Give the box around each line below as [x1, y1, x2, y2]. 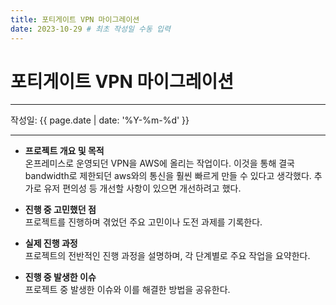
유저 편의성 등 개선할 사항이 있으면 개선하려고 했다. [43, 182, 242, 195]
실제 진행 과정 [24, 237, 78, 250]
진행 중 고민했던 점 [24, 204, 97, 216]
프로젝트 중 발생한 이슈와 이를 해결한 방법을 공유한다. [24, 284, 231, 296]
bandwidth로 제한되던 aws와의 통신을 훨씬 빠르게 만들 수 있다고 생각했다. [24, 170, 312, 182]
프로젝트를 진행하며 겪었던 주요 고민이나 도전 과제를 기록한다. [24, 216, 263, 228]
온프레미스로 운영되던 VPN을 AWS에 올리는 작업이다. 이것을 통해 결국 [24, 157, 296, 170]
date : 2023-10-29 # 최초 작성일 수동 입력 [10, 24, 171, 34]
